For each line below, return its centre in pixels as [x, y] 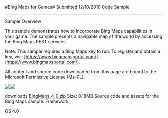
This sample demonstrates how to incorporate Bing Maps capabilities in [79, 31]
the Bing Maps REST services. [36, 42]
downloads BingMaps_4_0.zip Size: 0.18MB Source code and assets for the [82, 96]
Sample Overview [23, 21]
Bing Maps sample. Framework [37, 101]
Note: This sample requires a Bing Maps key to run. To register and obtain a [83, 51]
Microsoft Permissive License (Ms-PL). [45, 77]
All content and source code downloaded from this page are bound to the [81, 72]
